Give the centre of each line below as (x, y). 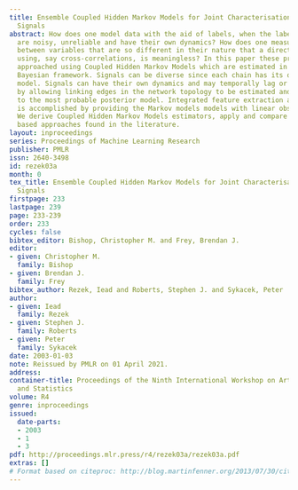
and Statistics (45, 389)
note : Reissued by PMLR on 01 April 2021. (89, 364)
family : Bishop (45, 265)
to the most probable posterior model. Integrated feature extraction (150, 100)
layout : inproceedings (51, 133)
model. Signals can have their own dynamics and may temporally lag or (153, 83)
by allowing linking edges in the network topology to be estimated (146, 91)
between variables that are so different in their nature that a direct (154, 51)
